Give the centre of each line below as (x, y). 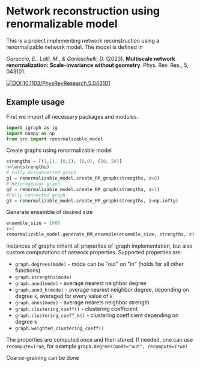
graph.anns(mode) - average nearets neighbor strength (82, 302)
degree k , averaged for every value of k (64, 296)
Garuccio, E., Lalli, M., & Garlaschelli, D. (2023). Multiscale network (91, 58)
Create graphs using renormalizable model (59, 150)
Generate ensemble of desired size (50, 212)
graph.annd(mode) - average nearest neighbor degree (80, 283)
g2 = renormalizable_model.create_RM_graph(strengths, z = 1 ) (83, 189)
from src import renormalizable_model (55, 139)
